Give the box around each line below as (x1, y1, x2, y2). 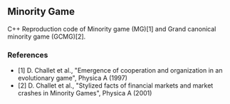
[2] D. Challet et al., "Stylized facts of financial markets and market (17, 81, 214, 90)
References (7, 50, 48, 60)
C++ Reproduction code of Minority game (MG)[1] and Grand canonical (7, 24, 216, 33)
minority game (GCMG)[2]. (7, 32, 86, 41)
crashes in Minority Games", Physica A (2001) (17, 89, 152, 98)
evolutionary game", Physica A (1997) (17, 74, 128, 83)
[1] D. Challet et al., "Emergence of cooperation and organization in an (17, 66, 223, 75)
